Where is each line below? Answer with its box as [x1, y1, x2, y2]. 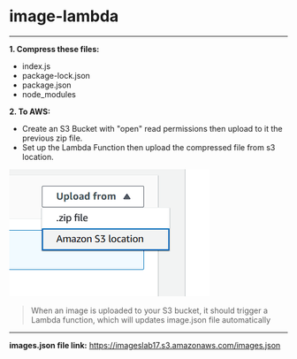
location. [21, 151, 55, 162]
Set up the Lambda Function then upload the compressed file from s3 [21, 141, 276, 152]
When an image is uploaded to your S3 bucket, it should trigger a [30, 305, 268, 316]
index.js [21, 60, 51, 72]
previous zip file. [21, 133, 83, 143]
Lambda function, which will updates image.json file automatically [30, 314, 271, 325]
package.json [21, 80, 72, 90]
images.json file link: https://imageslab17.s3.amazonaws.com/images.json [9, 340, 281, 350]
